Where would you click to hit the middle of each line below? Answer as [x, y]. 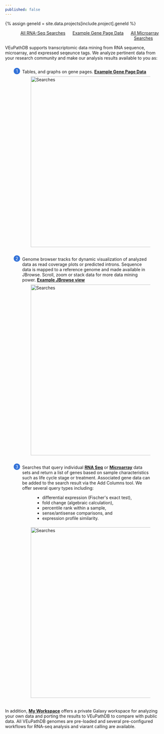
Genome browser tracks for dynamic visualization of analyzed [84, 259]
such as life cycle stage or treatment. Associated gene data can [86, 477]
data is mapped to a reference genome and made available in [84, 269]
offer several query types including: [58, 488]
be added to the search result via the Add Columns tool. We [82, 483]
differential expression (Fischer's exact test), [87, 497]
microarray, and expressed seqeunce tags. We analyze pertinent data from [80, 53]
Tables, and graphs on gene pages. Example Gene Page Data [84, 72]
